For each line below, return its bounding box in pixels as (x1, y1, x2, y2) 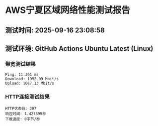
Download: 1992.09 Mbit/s (5, 77, 59, 82)
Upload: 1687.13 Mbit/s (5, 81, 55, 86)
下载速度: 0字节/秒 (5, 117, 40, 122)
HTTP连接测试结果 (5, 93, 50, 100)
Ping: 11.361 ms (5, 72, 39, 77)
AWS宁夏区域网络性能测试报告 (5, 4, 131, 16)
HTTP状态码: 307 (5, 106, 37, 111)
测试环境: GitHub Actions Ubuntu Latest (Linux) (5, 44, 154, 53)
